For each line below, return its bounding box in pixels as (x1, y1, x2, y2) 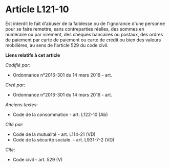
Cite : (5, 147, 15, 153)
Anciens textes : (5, 101, 38, 108)
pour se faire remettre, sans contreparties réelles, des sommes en (5, 26, 145, 32)
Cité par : (5, 121, 24, 127)
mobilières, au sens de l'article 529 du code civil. (5, 42, 109, 48)
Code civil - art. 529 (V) (12, 156, 63, 162)
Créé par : (5, 82, 26, 88)
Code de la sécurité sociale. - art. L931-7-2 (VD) (12, 136, 115, 142)
